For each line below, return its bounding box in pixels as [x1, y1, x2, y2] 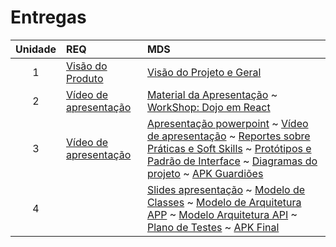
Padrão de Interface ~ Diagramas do [146, 154, 318, 168]
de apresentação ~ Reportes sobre [146, 129, 311, 143]
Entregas [10, 6, 87, 29]
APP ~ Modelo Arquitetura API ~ [146, 207, 298, 221]
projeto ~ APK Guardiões [146, 166, 264, 180]
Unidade [15, 42, 57, 56]
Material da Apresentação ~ [146, 87, 278, 101]
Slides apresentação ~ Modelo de [146, 182, 306, 196]
